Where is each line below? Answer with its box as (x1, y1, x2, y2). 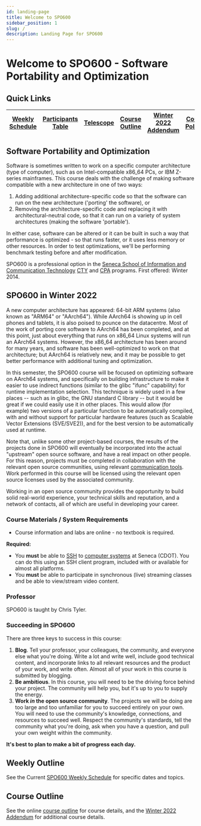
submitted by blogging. (14, 671, 72, 679)
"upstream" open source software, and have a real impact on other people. (6, 450, 191, 458)
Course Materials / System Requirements (6, 515, 129, 524)
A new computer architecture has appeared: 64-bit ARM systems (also (6, 306, 181, 313)
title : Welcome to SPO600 (6, 14, 71, 20)
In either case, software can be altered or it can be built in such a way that (6, 229, 189, 237)
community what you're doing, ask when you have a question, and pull (14, 722, 190, 730)
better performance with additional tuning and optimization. (6, 357, 153, 364)
